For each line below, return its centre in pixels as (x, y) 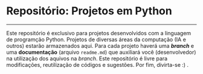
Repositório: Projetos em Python (89, 11)
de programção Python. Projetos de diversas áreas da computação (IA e (96, 39)
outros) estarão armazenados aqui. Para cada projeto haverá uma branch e (100, 45)
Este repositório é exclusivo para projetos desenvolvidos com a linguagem (99, 33)
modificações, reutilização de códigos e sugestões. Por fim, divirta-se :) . (98, 64)
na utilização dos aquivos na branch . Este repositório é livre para (87, 58)
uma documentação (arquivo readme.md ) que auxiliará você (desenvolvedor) (101, 52)
